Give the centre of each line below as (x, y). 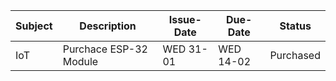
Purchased (295, 55)
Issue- (185, 19)
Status (295, 26)
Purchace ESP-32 (105, 49)
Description (108, 26)
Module (80, 61)
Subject (34, 26)
